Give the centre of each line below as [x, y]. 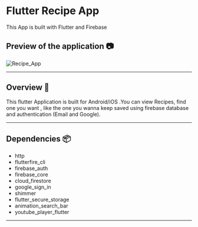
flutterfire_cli [30, 162]
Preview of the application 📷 [60, 46]
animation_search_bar [42, 206]
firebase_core [31, 175]
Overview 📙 [28, 87]
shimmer [25, 193]
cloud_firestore [33, 181]
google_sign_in [33, 187]
